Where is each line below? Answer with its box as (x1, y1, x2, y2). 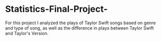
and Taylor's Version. (5, 30, 49, 36)
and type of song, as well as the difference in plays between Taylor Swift (5, 25, 154, 31)
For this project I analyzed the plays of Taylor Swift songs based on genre (5, 20, 156, 26)
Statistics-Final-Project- (5, 3, 108, 15)
